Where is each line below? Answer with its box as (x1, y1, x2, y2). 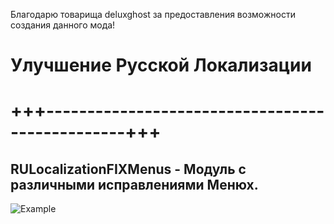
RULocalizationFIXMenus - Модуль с (10, 160, 247, 178)
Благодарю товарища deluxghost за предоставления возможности (10, 9, 296, 20)
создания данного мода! (10, 19, 116, 31)
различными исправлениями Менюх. (10, 176, 259, 193)
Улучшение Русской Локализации (10, 54, 312, 77)
